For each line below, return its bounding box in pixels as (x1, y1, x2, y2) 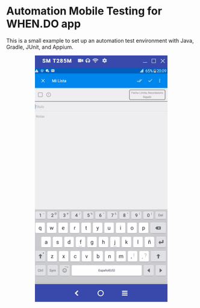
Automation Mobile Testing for (6, 4, 163, 18)
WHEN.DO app (6, 17, 81, 31)
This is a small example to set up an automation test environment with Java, (6, 37, 194, 44)
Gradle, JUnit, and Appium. (6, 43, 73, 51)
